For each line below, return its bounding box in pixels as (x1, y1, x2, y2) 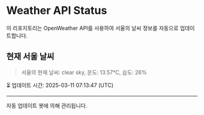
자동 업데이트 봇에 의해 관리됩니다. (6, 102, 87, 109)
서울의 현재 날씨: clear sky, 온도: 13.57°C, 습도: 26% (21, 68, 147, 76)
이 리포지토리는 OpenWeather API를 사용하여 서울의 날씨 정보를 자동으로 (6, 24, 179, 31)
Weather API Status (6, 4, 107, 18)
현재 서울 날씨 (6, 51, 55, 62)
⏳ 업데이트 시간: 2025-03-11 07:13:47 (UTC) (6, 81, 114, 88)
